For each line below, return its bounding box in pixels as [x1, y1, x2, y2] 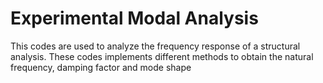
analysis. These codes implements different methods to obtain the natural [10, 50, 314, 62]
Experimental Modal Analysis [10, 7, 259, 30]
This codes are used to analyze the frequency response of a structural [10, 40, 301, 52]
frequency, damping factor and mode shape [10, 61, 192, 73]
